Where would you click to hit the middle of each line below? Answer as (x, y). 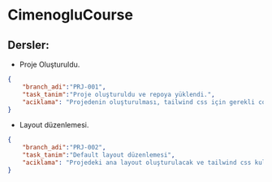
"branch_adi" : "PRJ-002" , (64, 148)
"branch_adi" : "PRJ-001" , (64, 87)
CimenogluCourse (70, 15)
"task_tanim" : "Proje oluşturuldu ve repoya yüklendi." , (119, 94)
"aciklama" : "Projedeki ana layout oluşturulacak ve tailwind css (137, 162)
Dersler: (28, 45)
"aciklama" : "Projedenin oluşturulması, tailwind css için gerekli (138, 102)
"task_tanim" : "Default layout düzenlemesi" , (99, 155)
